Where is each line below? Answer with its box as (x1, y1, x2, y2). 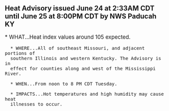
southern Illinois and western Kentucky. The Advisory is (10, 55, 161, 61)
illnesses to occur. (10, 101, 63, 107)
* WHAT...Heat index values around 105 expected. (5, 33, 131, 40)
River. (5, 71, 21, 76)
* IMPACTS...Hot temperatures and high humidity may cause (10, 91, 164, 97)
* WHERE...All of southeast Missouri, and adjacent (10, 45, 145, 51)
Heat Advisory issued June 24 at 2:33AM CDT (5, 4, 155, 13)
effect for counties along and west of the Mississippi (10, 66, 156, 71)
